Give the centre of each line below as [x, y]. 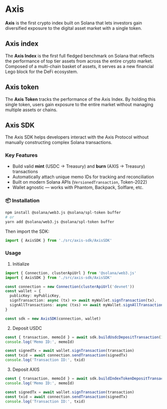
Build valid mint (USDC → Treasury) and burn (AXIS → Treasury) [79, 166]
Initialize [21, 264]
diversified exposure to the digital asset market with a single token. [74, 28]
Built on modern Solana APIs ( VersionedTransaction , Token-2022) [80, 182]
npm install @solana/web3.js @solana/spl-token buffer [63, 212]
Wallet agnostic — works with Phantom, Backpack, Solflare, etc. [78, 187]
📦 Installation [22, 201]
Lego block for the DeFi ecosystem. [42, 71]
